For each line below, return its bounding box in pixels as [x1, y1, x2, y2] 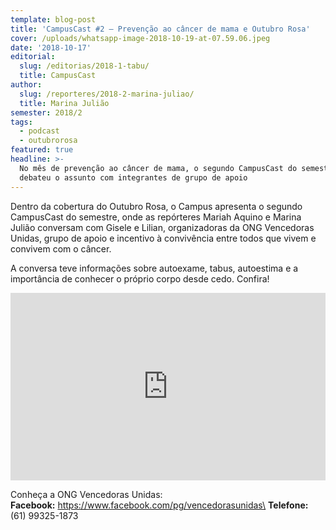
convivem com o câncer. [10, 242, 112, 255]
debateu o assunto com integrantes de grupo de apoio [19, 172, 248, 183]
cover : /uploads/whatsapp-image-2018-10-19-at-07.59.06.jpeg [10, 33, 271, 43]
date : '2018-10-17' [10, 42, 92, 53]
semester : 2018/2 [10, 107, 83, 118]
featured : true [10, 145, 74, 155]
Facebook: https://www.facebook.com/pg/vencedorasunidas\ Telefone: [10, 499, 309, 511]
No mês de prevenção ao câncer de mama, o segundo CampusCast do [19, 163, 298, 173]
